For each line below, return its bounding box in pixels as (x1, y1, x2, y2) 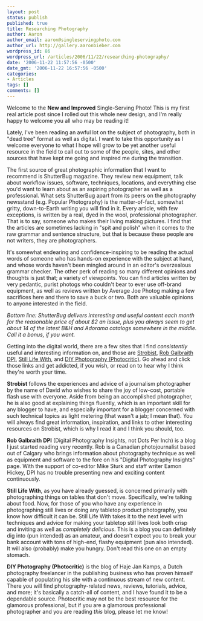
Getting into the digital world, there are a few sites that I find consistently (7, 342, 188, 350)
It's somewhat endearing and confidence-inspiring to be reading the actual (7, 249, 194, 256)
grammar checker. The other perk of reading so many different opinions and (7, 267, 196, 275)
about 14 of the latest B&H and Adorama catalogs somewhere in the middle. (7, 324, 197, 331)
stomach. (7, 551, 30, 558)
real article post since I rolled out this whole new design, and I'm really (7, 110, 182, 118)
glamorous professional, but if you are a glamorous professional (7, 601, 166, 608)
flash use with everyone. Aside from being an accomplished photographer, (7, 392, 193, 400)
